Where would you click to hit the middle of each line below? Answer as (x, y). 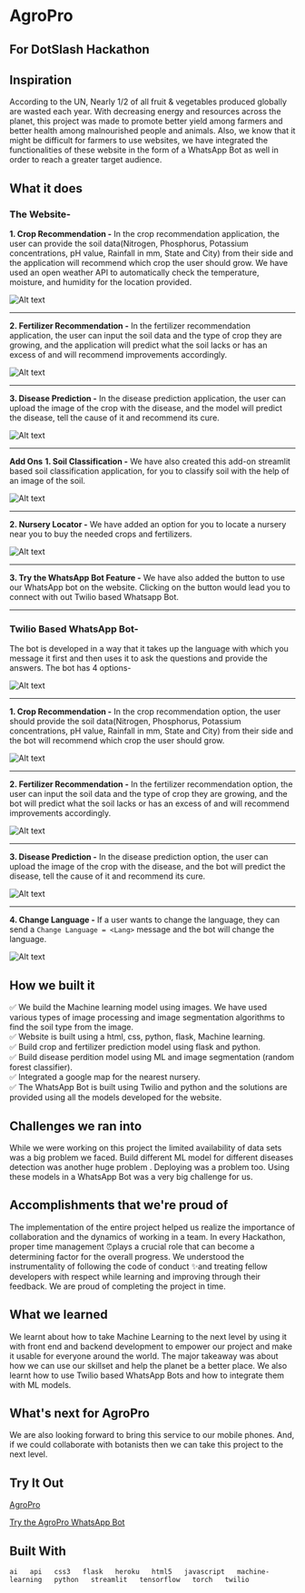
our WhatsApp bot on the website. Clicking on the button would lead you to (150, 587)
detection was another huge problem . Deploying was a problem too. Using (150, 1167)
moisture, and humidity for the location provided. (101, 282)
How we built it (52, 985)
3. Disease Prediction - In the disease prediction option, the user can (139, 857)
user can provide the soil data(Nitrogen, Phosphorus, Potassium (129, 244)
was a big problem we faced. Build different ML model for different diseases (151, 1157)
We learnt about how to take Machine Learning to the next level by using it (148, 1336)
